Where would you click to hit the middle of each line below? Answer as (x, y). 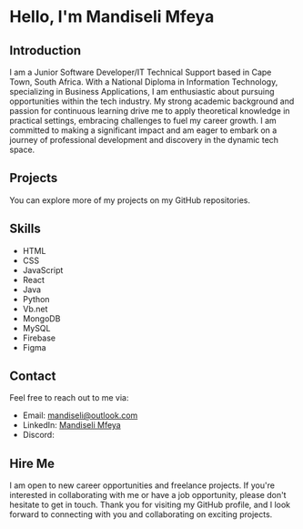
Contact (33, 376)
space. (22, 149)
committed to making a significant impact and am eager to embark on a (143, 130)
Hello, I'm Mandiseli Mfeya (112, 17)
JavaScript (43, 270)
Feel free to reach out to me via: (69, 398)
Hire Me (32, 463)
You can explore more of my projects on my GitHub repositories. (130, 200)
